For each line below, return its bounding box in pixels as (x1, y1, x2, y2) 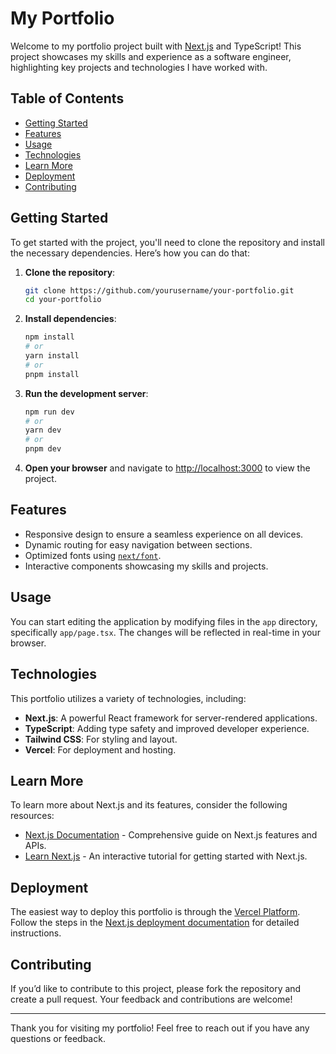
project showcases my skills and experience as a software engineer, (10, 50, 292, 62)
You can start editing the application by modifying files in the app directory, (10, 615, 318, 627)
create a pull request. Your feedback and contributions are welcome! (10, 993, 293, 1005)
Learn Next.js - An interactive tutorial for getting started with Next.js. (24, 850, 308, 862)
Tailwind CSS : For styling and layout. (24, 733, 178, 745)
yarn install (24, 351, 80, 361)
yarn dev (24, 425, 62, 436)
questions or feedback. (10, 1032, 106, 1044)
